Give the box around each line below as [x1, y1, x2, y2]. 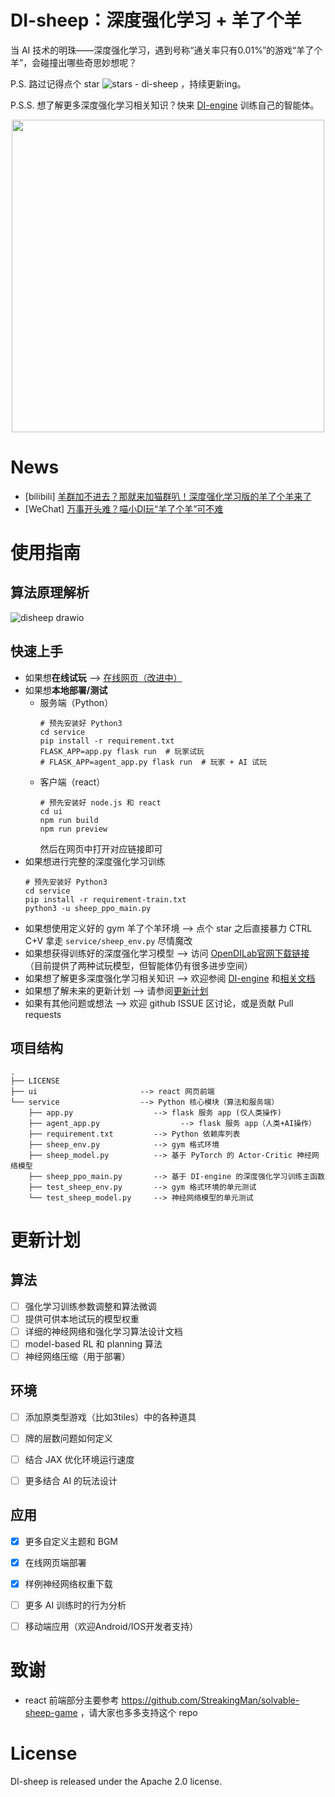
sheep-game [24, 1706, 78, 1718]
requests [24, 1008, 62, 1020]
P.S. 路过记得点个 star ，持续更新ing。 [10, 77, 247, 90]
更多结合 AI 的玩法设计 [24, 1474, 118, 1486]
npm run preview [39, 824, 108, 834]
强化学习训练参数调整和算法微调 [24, 1300, 157, 1312]
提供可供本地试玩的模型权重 [24, 1312, 140, 1325]
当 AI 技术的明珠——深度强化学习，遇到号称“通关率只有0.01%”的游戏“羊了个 [10, 44, 323, 56]
